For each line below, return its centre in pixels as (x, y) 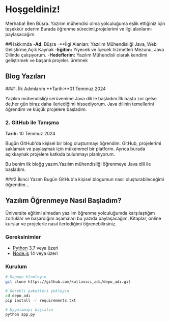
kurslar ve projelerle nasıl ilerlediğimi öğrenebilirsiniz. (61, 224)
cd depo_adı (18, 296)
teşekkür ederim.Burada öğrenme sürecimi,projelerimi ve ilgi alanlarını (78, 28)
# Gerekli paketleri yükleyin (37, 291)
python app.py (20, 314)
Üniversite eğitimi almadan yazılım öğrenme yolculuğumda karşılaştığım (80, 213)
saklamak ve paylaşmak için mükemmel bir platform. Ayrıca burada (75, 149)
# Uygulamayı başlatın (29, 310)
